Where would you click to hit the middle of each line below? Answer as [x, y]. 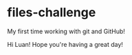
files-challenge [52, 13]
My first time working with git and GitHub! [66, 31]
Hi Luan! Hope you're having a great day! [65, 44]
